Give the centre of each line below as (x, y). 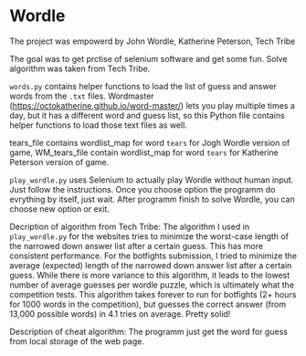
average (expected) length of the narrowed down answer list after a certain (151, 265)
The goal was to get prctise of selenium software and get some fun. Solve (148, 58)
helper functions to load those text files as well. (98, 125)
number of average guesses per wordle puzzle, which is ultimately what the (152, 285)
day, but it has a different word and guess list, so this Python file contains (147, 115)
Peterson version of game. (59, 162)
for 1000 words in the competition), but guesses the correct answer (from (148, 304)
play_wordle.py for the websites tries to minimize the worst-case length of (149, 236)
